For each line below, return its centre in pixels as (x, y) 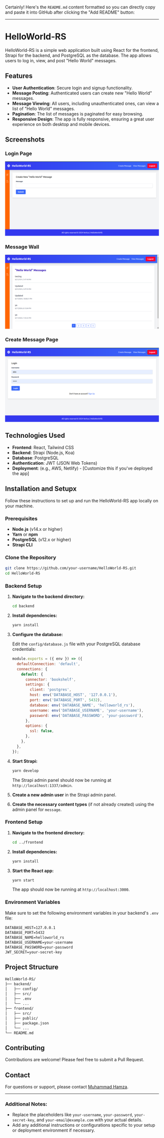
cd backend (23, 606)
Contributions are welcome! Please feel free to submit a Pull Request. (75, 1060)
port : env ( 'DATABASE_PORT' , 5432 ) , (66, 700)
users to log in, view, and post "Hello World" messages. (61, 60)
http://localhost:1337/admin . (42, 785)
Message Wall (22, 247)
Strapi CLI (22, 545)
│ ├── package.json (27, 1023)
